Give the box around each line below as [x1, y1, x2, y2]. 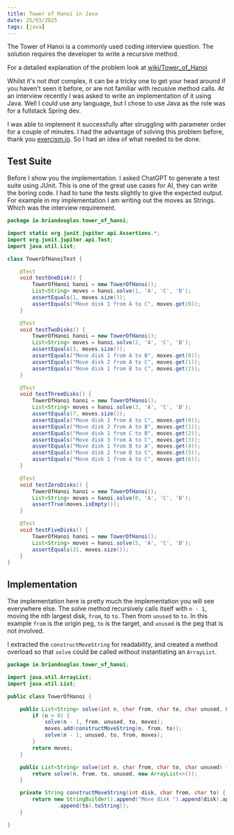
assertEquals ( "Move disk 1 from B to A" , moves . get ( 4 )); [32, 443, 201, 450]
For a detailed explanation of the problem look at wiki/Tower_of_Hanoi [7, 64, 208, 72]
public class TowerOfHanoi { [7, 693, 92, 700]
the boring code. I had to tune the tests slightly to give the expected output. [7, 189, 224, 197]
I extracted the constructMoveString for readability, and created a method [7, 641, 218, 649]
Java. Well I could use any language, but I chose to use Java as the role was [7, 99, 226, 108]
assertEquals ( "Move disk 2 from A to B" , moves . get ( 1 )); [32, 423, 201, 430]
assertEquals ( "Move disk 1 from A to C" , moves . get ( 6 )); [32, 456, 201, 463]
